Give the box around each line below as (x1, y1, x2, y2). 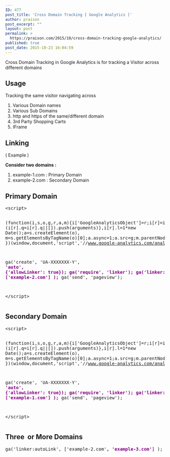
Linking (5, 138, 29, 147)
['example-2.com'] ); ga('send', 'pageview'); (5, 274, 123, 280)
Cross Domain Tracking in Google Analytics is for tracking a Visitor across (5, 59, 159, 65)
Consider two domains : (5, 162, 57, 168)
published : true (5, 41, 39, 46)
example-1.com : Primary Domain (12, 172, 82, 178)
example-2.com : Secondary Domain (12, 177, 90, 183)
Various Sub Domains (12, 108, 58, 114)
